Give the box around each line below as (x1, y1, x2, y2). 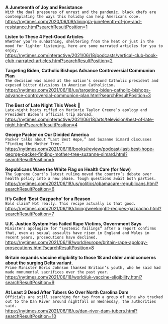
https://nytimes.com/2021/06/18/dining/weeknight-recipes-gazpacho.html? (5, 206, 162, 211)
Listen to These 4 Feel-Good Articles (5, 34, 84, 39)
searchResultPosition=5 (5, 157, 54, 162)
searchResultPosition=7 (5, 211, 54, 217)
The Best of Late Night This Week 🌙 (5, 102, 80, 108)
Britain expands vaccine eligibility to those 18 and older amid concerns (5, 255, 156, 260)
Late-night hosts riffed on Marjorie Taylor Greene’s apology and (5, 108, 147, 113)
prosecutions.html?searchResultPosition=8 (5, 245, 94, 251)
